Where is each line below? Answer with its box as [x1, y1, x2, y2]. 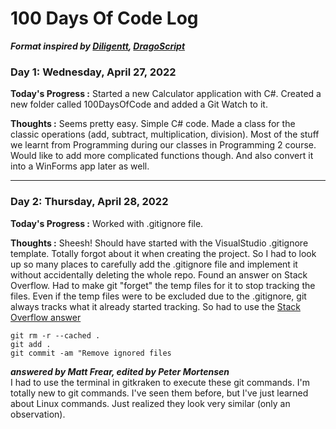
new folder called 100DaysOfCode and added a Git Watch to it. [10, 98, 268, 111]
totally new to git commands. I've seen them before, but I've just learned [10, 387, 309, 399]
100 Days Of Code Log [10, 7, 199, 30]
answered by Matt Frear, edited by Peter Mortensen [10, 365, 230, 377]
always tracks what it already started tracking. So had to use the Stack [10, 300, 301, 312]
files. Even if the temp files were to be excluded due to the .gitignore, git [10, 290, 307, 302]
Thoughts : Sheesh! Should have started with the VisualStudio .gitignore [10, 237, 309, 249]
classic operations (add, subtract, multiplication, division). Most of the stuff [10, 128, 320, 141]
